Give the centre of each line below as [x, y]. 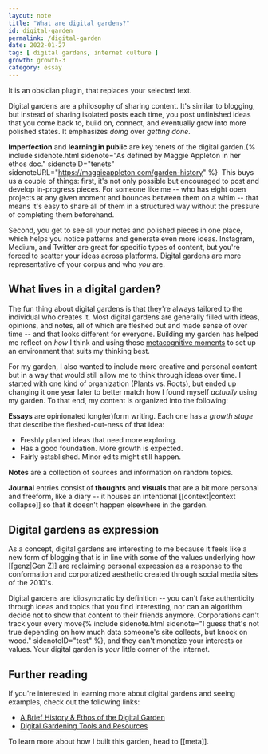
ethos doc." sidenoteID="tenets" [61, 164]
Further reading [48, 675]
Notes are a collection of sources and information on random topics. [121, 472]
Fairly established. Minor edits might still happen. [100, 457]
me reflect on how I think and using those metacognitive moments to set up [132, 342]
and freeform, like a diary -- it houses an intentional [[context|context [122, 496]
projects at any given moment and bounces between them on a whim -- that [134, 197]
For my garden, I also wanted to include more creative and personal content [133, 366]
